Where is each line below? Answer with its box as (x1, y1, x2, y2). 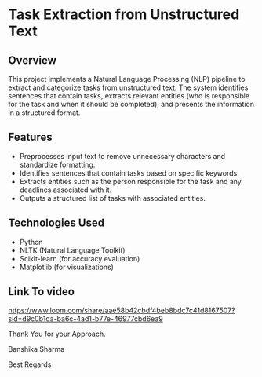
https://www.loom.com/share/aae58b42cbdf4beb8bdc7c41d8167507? (8, 305, 235, 316)
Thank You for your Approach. (8, 329, 106, 339)
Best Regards (8, 360, 52, 369)
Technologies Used (8, 216, 104, 230)
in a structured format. (8, 108, 81, 117)
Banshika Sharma (8, 345, 65, 354)
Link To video (8, 285, 75, 298)
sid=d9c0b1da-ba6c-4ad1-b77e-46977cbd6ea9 (8, 314, 163, 323)
